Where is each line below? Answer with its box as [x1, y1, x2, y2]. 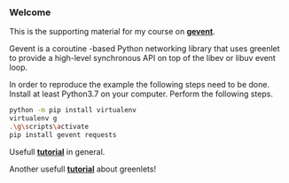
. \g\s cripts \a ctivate [9, 122, 90, 132]
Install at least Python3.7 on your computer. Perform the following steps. [9, 88, 273, 99]
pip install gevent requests [9, 130, 117, 139]
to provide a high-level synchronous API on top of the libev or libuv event [9, 53, 277, 64]
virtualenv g [9, 114, 58, 123]
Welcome [9, 6, 51, 19]
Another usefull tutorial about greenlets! [9, 164, 157, 174]
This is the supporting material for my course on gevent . [9, 27, 215, 37]
